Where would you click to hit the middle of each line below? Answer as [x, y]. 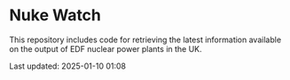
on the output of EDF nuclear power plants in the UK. [106, 48]
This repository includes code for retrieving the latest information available [145, 40]
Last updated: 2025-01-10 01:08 [68, 66]
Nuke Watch [55, 15]
